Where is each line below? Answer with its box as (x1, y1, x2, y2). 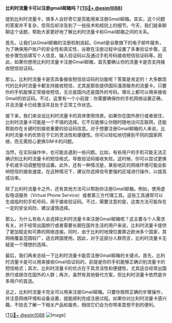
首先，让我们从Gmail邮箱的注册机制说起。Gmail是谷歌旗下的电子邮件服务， (5, 39, 164, 46)
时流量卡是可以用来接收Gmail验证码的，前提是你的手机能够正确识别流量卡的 (5, 259, 165, 265)
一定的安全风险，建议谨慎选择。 (5, 205, 73, 211)
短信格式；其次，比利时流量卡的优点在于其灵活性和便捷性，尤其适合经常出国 (5, 265, 167, 271)
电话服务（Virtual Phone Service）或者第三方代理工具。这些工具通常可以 (9, 192, 163, 198)
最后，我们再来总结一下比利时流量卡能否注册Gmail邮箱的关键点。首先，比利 (5, 252, 165, 258)
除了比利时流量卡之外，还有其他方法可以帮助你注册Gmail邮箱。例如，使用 (5, 186, 161, 192)
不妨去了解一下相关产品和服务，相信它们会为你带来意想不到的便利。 (14, 302, 158, 308)
